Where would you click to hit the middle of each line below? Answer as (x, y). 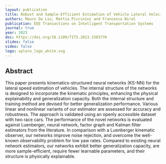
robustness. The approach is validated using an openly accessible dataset (81, 115)
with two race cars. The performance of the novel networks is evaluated (79, 120)
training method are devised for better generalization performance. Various (82, 104)
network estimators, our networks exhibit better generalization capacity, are (82, 146)
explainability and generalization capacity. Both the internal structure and (80, 99)
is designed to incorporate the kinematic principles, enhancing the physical (82, 93)
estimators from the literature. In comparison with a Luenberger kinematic (80, 130)
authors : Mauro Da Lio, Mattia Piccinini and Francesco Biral (70, 19)
